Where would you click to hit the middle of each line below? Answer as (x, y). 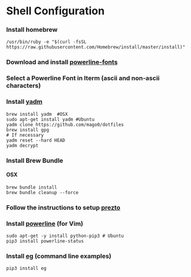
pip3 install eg (26, 269)
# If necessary (25, 135)
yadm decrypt (22, 145)
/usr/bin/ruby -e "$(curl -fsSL (46, 42)
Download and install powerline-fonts (62, 62)
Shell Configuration (56, 11)
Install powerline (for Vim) (45, 223)
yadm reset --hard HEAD (36, 140)
